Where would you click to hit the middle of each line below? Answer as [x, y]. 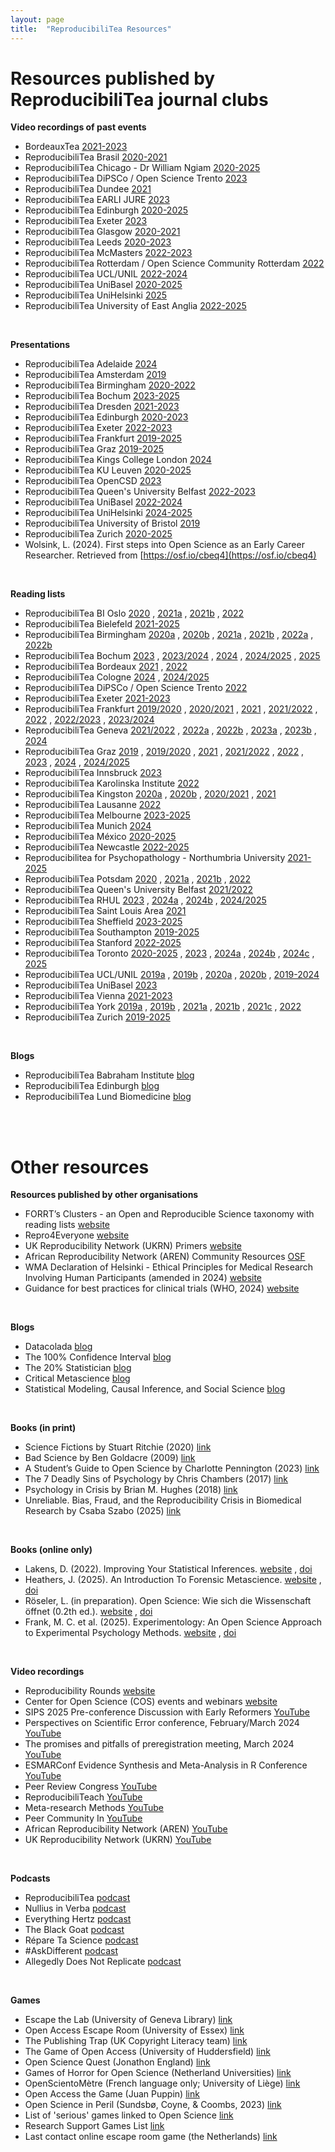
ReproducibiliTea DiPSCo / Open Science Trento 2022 [136, 688]
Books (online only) [51, 1550]
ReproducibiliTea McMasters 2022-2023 [108, 253]
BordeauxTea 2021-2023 [76, 147]
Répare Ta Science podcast [81, 1940]
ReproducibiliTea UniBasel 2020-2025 [103, 285]
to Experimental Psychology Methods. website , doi [130, 1633]
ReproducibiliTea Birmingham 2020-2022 [110, 385]
